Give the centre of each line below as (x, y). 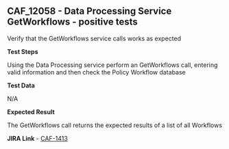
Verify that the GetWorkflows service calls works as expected (94, 38)
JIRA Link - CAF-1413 (38, 138)
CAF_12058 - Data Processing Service (89, 11)
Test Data (21, 85)
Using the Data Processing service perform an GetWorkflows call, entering (112, 65)
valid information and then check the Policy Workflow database (97, 72)
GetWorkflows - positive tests (73, 22)
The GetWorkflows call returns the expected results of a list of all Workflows (115, 125)
